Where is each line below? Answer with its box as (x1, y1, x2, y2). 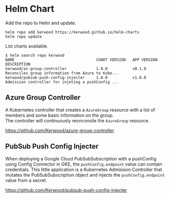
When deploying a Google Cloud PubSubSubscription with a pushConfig (5, 155, 157, 161)
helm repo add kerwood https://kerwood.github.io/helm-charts (5, 29, 140, 35)
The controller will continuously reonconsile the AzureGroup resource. (5, 117, 150, 123)
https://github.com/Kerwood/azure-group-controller (5, 127, 114, 134)
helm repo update (5, 34, 42, 39)
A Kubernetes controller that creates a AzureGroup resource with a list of (5, 107, 156, 113)
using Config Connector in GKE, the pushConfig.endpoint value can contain (5, 161, 162, 167)
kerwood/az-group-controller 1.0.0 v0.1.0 (5, 66, 146, 71)
